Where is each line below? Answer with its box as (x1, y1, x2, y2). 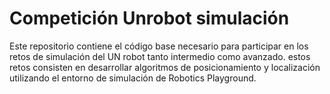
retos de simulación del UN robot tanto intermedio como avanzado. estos (9, 50, 311, 62)
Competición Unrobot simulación (9, 7, 290, 30)
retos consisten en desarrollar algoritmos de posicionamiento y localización (9, 61, 321, 73)
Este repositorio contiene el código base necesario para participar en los (9, 40, 309, 52)
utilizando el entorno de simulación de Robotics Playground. (9, 72, 257, 84)
